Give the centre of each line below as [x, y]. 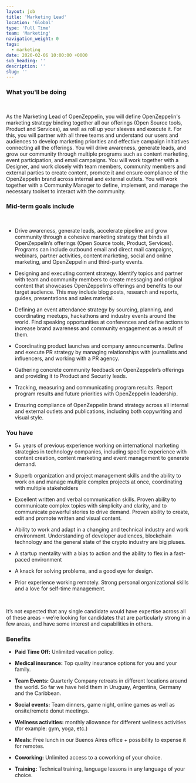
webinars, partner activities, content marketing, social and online [93, 256]
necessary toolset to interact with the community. [66, 191]
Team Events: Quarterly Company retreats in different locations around [101, 681]
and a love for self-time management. [60, 589]
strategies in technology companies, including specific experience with [101, 452]
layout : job [21, 11]
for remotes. [30, 746]
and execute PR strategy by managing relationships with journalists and [101, 352]
